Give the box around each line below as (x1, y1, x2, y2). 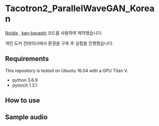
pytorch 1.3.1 (12, 82, 38, 88)
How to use (5, 96, 40, 105)
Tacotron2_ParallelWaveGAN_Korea (5, 3, 155, 14)
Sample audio (5, 113, 48, 121)
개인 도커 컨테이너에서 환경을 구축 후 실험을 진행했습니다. (5, 40, 114, 46)
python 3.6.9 (12, 77, 38, 83)
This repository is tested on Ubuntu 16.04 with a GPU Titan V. (5, 68, 128, 73)
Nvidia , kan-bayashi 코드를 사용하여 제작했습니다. (5, 30, 103, 36)
